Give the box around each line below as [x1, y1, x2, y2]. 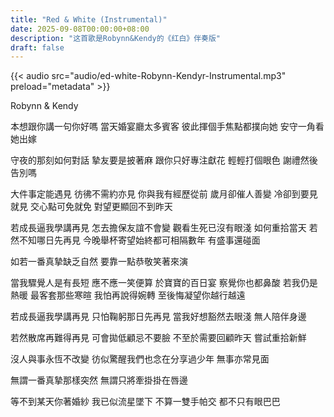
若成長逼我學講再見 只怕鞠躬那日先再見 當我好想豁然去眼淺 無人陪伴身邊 [10, 311, 307, 323]
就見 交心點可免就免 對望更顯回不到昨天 [10, 201, 173, 213]
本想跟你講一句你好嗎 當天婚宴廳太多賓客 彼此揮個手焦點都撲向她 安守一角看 [10, 121, 325, 133]
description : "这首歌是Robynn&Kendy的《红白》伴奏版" [10, 33, 222, 43]
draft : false [10, 42, 65, 53]
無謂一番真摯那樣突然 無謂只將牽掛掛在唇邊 [10, 374, 188, 386]
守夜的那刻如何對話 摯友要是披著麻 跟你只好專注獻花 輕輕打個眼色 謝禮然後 [10, 154, 318, 166]
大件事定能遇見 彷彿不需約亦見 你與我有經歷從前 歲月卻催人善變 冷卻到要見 [10, 188, 318, 200]
